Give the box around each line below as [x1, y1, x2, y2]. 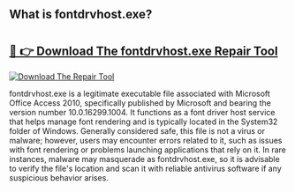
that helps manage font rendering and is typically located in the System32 [9, 116, 278, 127]
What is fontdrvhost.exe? [9, 7, 153, 22]
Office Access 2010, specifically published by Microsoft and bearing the [9, 98, 271, 108]
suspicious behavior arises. [9, 173, 109, 183]
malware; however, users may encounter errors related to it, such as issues [9, 136, 283, 145]
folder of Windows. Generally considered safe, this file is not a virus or [9, 126, 266, 136]
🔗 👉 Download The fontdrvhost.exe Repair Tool [9, 43, 278, 58]
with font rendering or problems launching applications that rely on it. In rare [9, 144, 287, 155]
